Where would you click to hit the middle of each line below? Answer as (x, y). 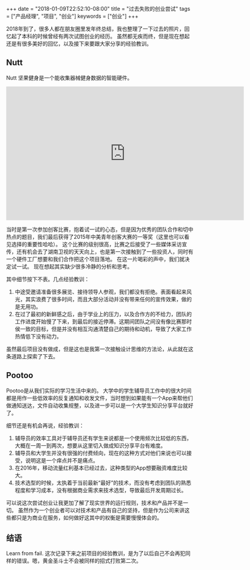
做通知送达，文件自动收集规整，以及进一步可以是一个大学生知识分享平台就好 (100, 405)
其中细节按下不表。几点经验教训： (48, 279)
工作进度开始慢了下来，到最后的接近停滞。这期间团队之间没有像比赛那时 (103, 321)
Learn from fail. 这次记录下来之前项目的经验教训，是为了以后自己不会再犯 (96, 553)
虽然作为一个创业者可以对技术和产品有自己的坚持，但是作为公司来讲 (101, 510)
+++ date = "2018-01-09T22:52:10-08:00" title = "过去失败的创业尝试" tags (98, 9)
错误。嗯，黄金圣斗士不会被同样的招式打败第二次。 (79, 561)
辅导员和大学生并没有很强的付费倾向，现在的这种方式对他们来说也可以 (101, 453)
